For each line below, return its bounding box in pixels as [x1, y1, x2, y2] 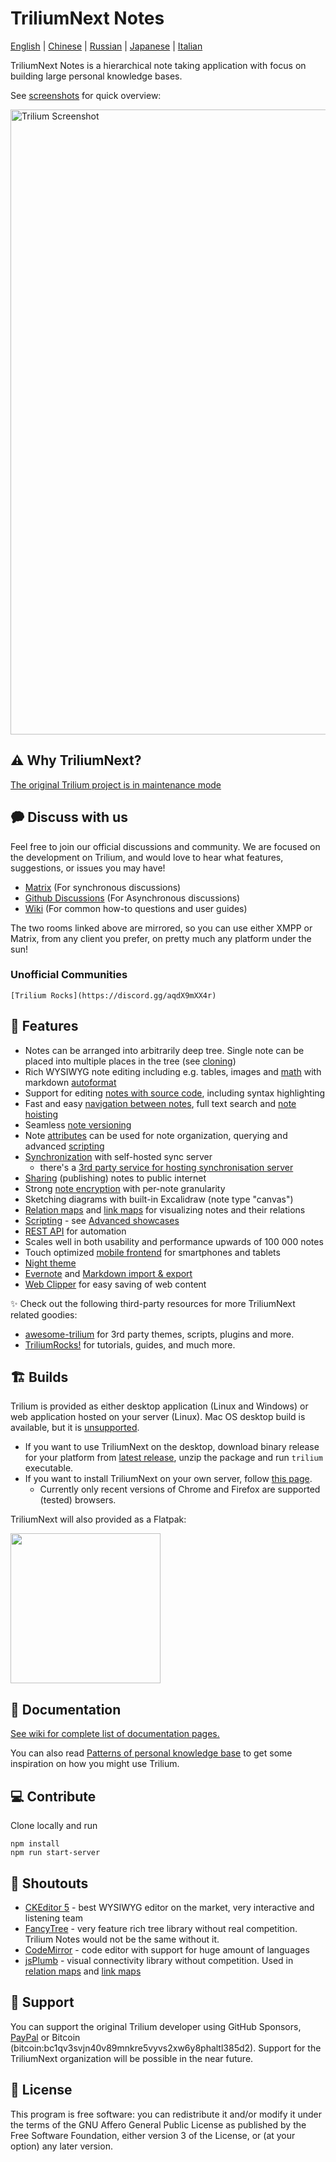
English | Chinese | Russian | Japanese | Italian [10, 40, 203, 52]
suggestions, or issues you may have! [10, 862, 166, 874]
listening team [24, 1912, 83, 1924]
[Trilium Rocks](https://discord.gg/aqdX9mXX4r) [10, 990, 217, 1001]
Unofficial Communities [10, 968, 128, 982]
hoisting [24, 1108, 59, 1120]
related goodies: [10, 1308, 78, 1321]
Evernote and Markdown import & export [24, 1267, 193, 1279]
